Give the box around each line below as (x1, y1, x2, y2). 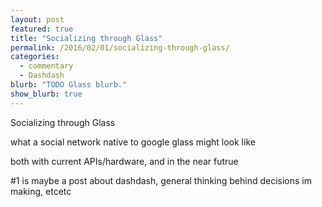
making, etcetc (10, 185, 72, 197)
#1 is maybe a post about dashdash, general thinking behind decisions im (10, 174, 312, 186)
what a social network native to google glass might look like (10, 136, 256, 148)
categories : (10, 52, 60, 62)
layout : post (10, 14, 65, 25)
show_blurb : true (10, 89, 83, 99)
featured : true (10, 24, 74, 34)
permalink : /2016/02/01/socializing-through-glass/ (10, 42, 230, 53)
